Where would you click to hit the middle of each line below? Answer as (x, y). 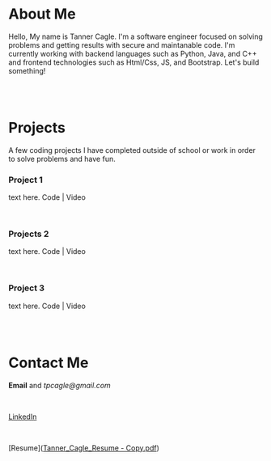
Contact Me (49, 363)
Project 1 (25, 180)
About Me (42, 14)
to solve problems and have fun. (62, 159)
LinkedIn (23, 417)
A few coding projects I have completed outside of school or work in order (132, 150)
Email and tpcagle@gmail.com (59, 385)
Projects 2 (29, 234)
